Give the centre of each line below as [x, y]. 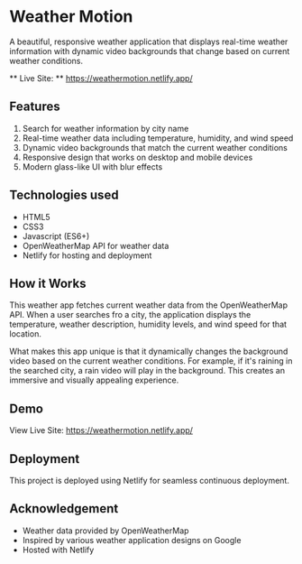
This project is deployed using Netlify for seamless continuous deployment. [150, 481]
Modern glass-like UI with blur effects [92, 166]
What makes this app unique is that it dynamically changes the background [149, 351]
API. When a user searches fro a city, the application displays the [130, 315]
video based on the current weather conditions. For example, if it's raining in [151, 361]
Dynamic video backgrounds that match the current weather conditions [155, 147]
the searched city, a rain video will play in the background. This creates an [147, 371]
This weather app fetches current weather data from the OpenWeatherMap [149, 305]
